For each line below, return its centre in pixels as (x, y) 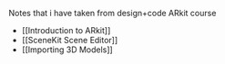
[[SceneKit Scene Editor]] (70, 40)
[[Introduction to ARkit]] (66, 30)
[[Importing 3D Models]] (67, 50)
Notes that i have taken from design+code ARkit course (112, 13)
